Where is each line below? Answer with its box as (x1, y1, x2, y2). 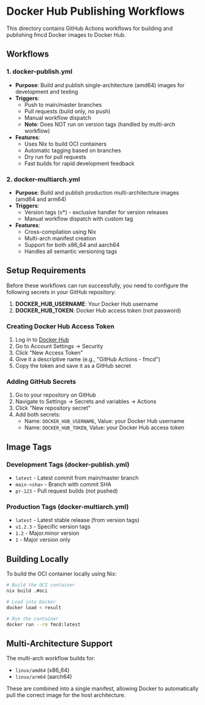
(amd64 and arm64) (15, 195, 67, 203)
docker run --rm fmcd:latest (6, 621, 81, 628)
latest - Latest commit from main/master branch (15, 474, 139, 481)
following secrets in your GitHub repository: (6, 288, 116, 295)
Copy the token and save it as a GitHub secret (15, 362, 132, 370)
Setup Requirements (6, 265, 86, 276)
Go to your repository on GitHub (15, 391, 97, 399)
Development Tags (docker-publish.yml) (6, 460, 130, 469)
